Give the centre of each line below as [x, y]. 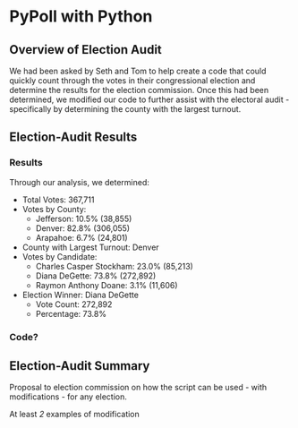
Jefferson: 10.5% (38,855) [84, 218]
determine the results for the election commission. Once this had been [139, 90]
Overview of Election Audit [86, 50]
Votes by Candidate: [60, 256]
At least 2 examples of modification [75, 415]
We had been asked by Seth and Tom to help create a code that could [138, 71]
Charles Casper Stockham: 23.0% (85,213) [115, 266]
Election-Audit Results [73, 137]
